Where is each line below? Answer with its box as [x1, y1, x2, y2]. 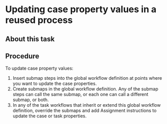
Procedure [5, 52, 40, 60]
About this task [5, 35, 55, 43]
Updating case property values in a [5, 4, 157, 15]
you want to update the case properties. [12, 80, 97, 87]
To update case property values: [5, 65, 74, 72]
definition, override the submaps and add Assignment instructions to [12, 108, 157, 114]
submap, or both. [12, 97, 49, 103]
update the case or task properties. [12, 113, 87, 119]
